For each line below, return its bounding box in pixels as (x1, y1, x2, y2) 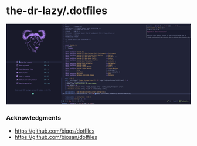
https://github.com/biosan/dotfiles (14, 133, 98, 140)
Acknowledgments (6, 114, 62, 122)
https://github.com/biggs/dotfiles (14, 127, 95, 134)
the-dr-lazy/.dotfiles (6, 4, 108, 18)
